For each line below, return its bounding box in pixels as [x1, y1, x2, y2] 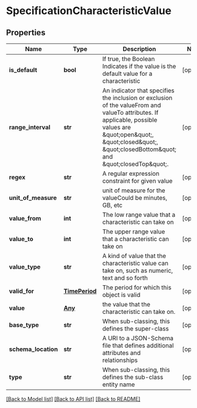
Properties [6, 28, 46, 38]
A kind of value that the [102, 252, 167, 260]
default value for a [102, 69, 152, 78]
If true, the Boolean [102, 55, 155, 63]
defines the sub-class [102, 373, 164, 381]
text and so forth [102, 274, 148, 282]
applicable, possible [102, 116, 157, 124]
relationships [102, 356, 138, 364]
